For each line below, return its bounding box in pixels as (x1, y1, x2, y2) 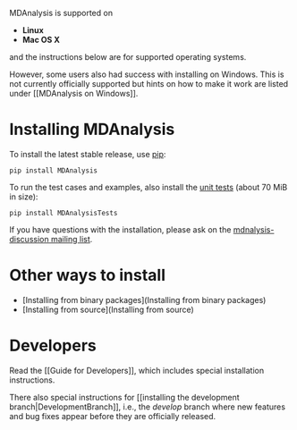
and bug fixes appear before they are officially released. (9, 410, 216, 421)
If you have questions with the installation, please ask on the (9, 223, 232, 235)
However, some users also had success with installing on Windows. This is (9, 69, 284, 80)
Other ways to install (9, 266, 166, 285)
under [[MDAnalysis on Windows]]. (9, 89, 139, 98)
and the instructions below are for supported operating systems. (9, 52, 247, 62)
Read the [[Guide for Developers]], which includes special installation (9, 365, 265, 375)
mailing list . (50, 233, 93, 244)
